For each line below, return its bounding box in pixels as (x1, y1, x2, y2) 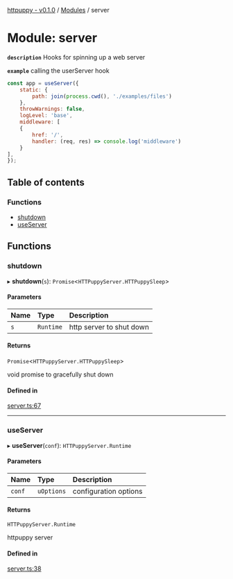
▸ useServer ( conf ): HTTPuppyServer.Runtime (7, 441, 132, 449)
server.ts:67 (7, 401, 42, 410)
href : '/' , (32, 131, 64, 138)
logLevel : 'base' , (19, 112, 73, 119)
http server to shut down (69, 322, 149, 331)
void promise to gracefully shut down (7, 370, 114, 379)
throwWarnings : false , (19, 105, 85, 113)
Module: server (7, 31, 98, 46)
